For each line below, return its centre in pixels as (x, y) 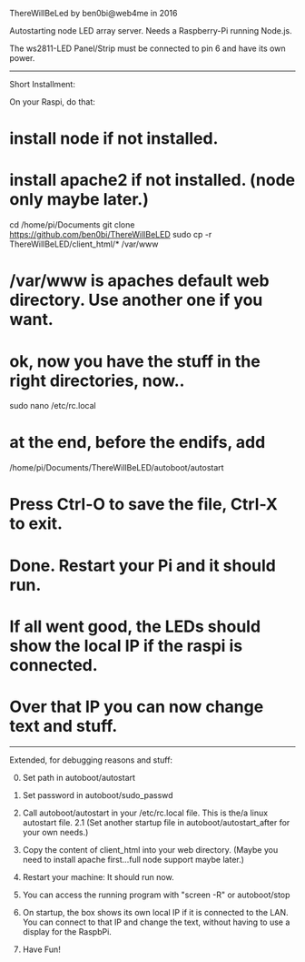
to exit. (36, 524)
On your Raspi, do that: (52, 102)
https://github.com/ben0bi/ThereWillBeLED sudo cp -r (111, 235)
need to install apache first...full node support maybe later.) (133, 859)
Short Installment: (42, 84)
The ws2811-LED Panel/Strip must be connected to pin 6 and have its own (148, 48)
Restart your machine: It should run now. (98, 876)
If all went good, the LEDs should (135, 626)
